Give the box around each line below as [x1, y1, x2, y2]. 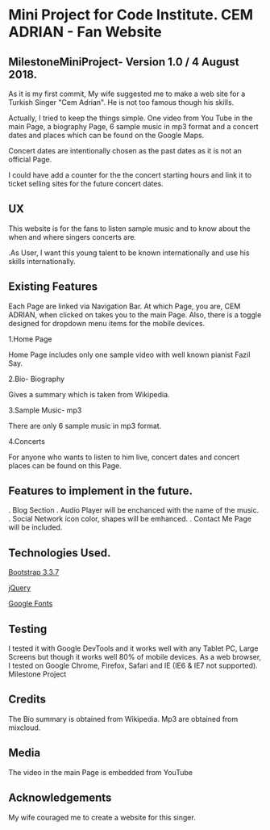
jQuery [8, 583, 31, 593]
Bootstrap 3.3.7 [8, 568, 60, 577]
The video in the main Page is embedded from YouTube [8, 767, 193, 777]
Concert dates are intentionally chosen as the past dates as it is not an [8, 146, 242, 155]
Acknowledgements [8, 791, 112, 805]
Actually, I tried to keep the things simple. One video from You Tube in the [8, 113, 253, 123]
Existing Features [8, 280, 98, 294]
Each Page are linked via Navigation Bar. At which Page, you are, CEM [8, 301, 241, 311]
